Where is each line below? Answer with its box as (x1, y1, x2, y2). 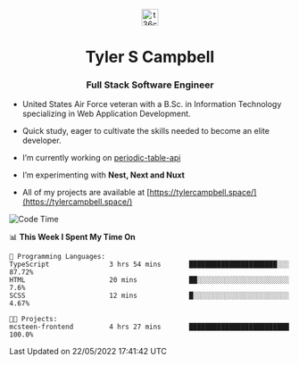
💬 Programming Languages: (9, 253, 105, 261)
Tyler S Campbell (85, 47, 215, 67)
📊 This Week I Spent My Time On (9, 232, 136, 243)
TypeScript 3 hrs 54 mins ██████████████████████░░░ (9, 260, 290, 270)
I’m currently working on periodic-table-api (21, 153, 181, 163)
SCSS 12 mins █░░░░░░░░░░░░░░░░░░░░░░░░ (9, 291, 290, 301)
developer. (21, 135, 62, 146)
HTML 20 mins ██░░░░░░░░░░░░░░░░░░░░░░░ (9, 276, 290, 285)
